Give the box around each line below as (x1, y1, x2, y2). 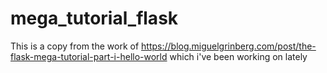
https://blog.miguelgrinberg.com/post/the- (141, 40, 317, 52)
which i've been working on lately (169, 50, 308, 62)
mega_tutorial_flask (10, 7, 179, 30)
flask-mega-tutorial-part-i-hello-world (10, 50, 168, 62)
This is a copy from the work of (10, 40, 140, 52)
